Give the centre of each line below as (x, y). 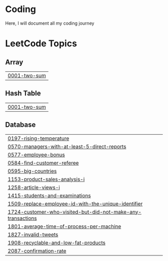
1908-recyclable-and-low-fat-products (57, 242)
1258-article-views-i (34, 187)
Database (20, 125)
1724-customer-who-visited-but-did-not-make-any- (74, 212)
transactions (22, 218)
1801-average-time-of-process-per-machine (64, 226)
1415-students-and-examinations (49, 196)
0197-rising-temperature (38, 138)
